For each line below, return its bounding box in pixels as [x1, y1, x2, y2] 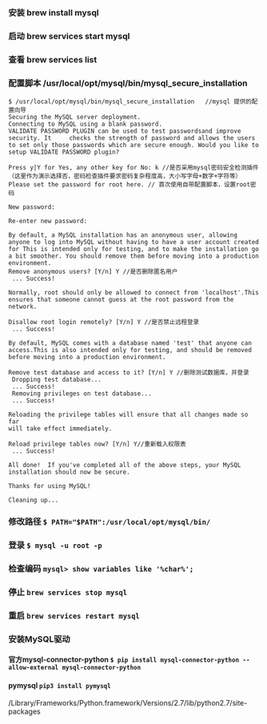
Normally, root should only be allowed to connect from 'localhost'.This [8, 289, 260, 297]
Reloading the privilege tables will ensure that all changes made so [8, 410, 249, 419]
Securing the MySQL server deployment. [8, 114, 141, 122]
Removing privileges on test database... [11, 390, 152, 398]
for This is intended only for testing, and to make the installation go [8, 246, 260, 254]
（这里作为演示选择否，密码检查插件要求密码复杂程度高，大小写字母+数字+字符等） [8, 172, 242, 181]
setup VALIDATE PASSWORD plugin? [8, 148, 120, 157]
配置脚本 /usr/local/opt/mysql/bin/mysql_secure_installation [8, 78, 248, 89]
